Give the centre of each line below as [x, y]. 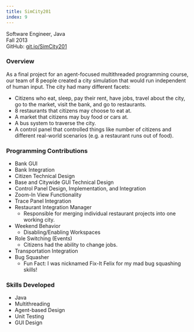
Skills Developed [30, 285]
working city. [39, 220]
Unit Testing [29, 316]
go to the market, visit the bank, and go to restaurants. [81, 104]
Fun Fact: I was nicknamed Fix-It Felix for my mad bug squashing [102, 264]
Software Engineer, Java [36, 33]
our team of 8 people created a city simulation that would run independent [96, 81]
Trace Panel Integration [43, 201]
